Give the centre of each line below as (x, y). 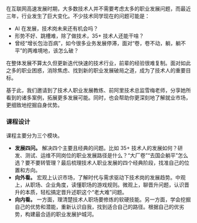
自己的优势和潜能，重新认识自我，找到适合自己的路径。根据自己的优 (97, 207)
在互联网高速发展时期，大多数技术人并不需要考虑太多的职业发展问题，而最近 (98, 9)
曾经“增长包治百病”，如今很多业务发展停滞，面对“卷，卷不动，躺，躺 (98, 43)
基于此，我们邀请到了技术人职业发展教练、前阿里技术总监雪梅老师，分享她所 (98, 90)
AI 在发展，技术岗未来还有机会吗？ (56, 29)
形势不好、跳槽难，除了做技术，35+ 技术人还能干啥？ (79, 36)
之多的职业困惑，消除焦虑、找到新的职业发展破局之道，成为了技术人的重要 (96, 70)
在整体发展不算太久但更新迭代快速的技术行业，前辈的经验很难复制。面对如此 (98, 63)
